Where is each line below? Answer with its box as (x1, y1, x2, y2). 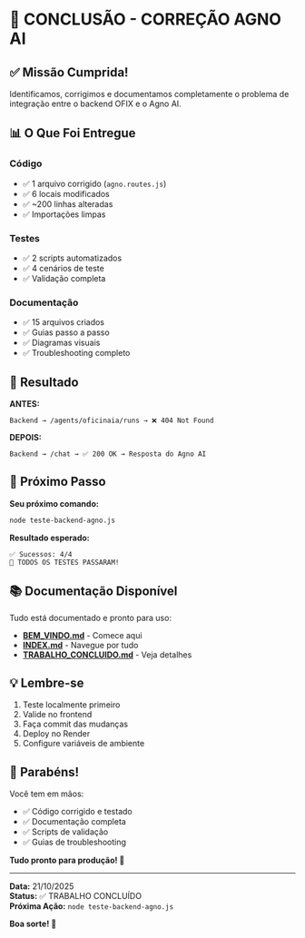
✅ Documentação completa (22, 816, 127, 827)
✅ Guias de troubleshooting (22, 836, 127, 848)
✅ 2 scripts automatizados (22, 252, 123, 263)
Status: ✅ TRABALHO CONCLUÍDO (9, 891, 143, 902)
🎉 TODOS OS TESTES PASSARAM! (9, 558, 120, 567)
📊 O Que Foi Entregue (9, 125, 136, 141)
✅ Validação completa (22, 272, 106, 283)
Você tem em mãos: (9, 788, 84, 799)
